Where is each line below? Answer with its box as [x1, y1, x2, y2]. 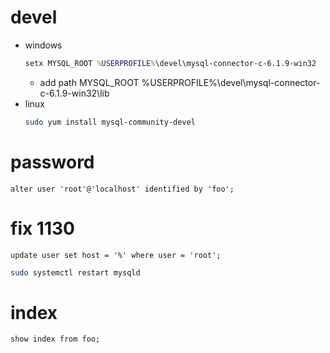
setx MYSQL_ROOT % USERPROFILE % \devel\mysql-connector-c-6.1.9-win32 [24, 58, 317, 68]
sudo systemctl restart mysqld [10, 267, 141, 278]
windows [24, 39, 63, 51]
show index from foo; [10, 334, 101, 345]
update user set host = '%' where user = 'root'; [10, 250, 222, 260]
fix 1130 [10, 217, 75, 240]
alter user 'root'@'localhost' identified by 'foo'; [10, 184, 235, 194]
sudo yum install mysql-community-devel [24, 117, 196, 127]
